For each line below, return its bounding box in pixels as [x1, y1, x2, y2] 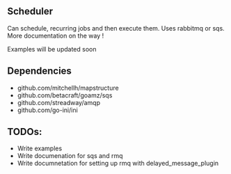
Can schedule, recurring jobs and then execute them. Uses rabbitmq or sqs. [7, 24, 225, 32]
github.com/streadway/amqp [17, 98, 101, 106]
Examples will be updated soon [7, 45, 97, 53]
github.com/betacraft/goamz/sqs [17, 90, 113, 100]
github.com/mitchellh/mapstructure [17, 84, 120, 92]
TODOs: [7, 126, 42, 138]
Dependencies [7, 65, 72, 77]
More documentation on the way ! [7, 31, 104, 40]
